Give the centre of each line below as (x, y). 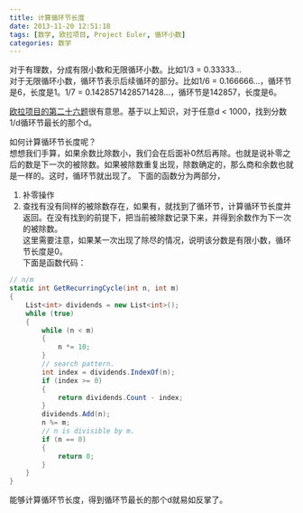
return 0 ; (76, 456)
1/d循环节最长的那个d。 (53, 123)
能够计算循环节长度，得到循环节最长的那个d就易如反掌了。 (119, 500)
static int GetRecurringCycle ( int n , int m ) (94, 289)
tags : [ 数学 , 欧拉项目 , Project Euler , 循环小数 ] (98, 34)
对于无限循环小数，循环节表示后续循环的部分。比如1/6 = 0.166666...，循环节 (151, 81)
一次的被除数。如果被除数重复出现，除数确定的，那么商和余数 (163, 164)
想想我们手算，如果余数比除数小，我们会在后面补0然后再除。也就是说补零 (146, 154)
